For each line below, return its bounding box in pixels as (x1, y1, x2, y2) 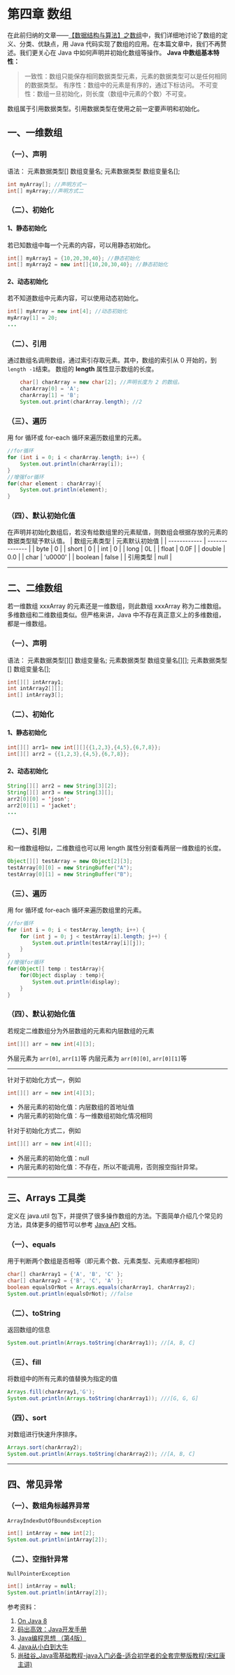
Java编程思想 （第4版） (17, 1634, 87, 1642)
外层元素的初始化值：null (17, 1154, 90, 1163)
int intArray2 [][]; (7, 685, 64, 692)
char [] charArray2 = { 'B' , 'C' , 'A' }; (7, 1277, 124, 1284)
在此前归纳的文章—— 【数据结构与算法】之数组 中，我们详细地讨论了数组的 (7, 31, 222, 39)
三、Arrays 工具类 (7, 1191, 86, 1204)
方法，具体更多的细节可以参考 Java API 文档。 (7, 1221, 141, 1229)
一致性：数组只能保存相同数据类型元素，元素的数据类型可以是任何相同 (24, 71, 227, 80)
